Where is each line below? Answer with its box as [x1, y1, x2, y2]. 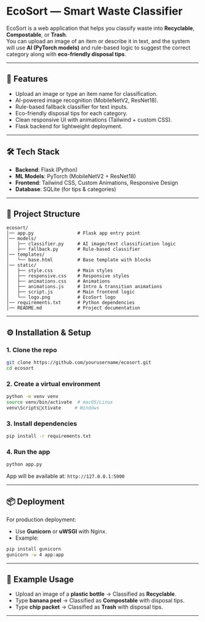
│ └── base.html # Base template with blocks [6, 257, 151, 263]
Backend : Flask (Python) [15, 166, 78, 173]
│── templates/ [6, 251, 45, 258]
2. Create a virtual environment [6, 380, 101, 388]
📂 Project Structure [6, 209, 81, 219]
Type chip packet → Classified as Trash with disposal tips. [15, 603, 164, 611]
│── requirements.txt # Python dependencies [6, 300, 135, 306]
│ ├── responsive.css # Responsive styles [6, 273, 130, 279]
